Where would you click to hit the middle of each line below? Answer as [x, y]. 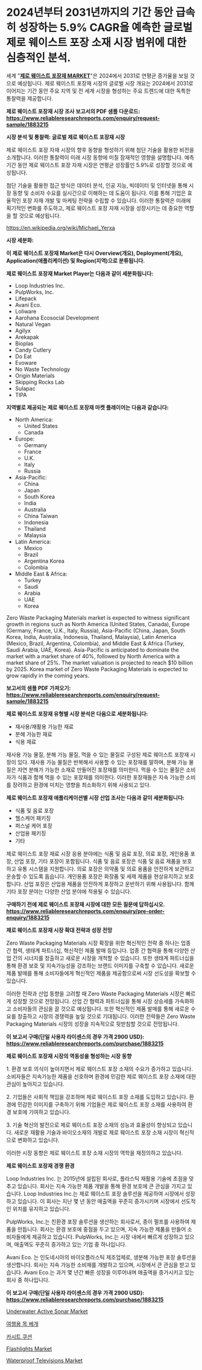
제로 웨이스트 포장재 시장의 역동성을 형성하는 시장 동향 [69, 1056]
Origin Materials [35, 375]
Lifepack [26, 298]
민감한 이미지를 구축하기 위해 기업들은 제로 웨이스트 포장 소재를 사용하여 [102, 1104]
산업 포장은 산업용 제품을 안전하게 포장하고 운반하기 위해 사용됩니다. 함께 [109, 883]
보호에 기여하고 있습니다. [42, 1112]
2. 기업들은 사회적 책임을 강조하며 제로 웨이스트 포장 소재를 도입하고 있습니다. [97, 1096]
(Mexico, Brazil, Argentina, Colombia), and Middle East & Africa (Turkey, [96, 643]
